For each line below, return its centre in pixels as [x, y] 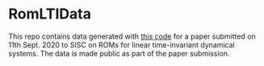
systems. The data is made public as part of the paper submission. [119, 53]
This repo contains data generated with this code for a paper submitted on [132, 36]
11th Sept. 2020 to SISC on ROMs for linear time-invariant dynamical [122, 44]
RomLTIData [50, 14]
